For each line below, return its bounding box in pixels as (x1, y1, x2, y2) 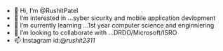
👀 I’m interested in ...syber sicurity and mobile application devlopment (13, 14, 216, 22)
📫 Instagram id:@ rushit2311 (13, 37, 95, 44)
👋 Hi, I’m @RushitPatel (13, 7, 79, 14)
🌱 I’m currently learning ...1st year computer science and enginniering (13, 21, 215, 29)
